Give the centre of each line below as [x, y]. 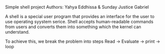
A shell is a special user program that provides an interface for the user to [80, 16]
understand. [17, 32]
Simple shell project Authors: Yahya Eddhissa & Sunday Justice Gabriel [77, 7]
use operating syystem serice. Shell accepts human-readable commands [79, 22]
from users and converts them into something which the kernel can [73, 27]
